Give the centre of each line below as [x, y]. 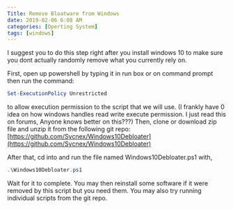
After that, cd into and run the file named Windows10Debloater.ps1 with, [110, 158]
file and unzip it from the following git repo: [69, 129]
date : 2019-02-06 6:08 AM [45, 20]
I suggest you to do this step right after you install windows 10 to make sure [115, 53]
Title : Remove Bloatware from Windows [63, 14]
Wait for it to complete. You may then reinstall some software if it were [108, 183]
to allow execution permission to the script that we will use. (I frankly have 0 [116, 107]
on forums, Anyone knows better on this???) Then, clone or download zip [112, 122]
